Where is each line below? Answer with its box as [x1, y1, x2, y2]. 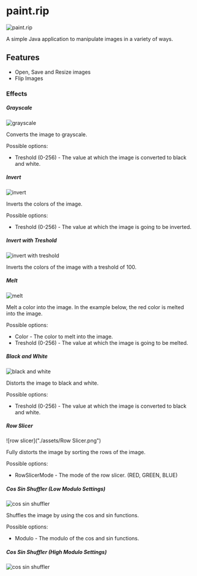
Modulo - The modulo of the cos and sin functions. [14, 535, 139, 542]
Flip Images [14, 74, 43, 81]
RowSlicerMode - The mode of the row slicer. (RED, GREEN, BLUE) [14, 471, 178, 479]
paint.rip [6, 4, 49, 18]
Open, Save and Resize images [14, 68, 91, 75]
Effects [6, 89, 28, 97]
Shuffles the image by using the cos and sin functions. [6, 512, 139, 519]
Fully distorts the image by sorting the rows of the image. [6, 449, 146, 456]
